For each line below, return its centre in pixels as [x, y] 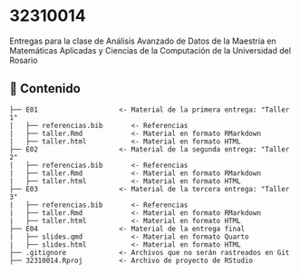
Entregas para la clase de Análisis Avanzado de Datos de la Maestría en [143, 41]
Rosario [24, 60]
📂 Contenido [45, 88]
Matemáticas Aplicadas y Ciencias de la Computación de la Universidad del [150, 50]
